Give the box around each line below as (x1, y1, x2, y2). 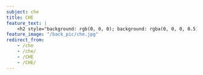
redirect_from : (6, 37, 45, 43)
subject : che (6, 8, 39, 15)
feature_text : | (6, 20, 47, 26)
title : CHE (6, 15, 34, 21)
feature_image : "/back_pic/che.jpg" (6, 31, 98, 37)
